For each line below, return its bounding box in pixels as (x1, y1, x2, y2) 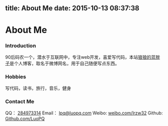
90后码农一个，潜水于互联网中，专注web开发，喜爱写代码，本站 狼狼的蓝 (5, 54, 156, 60)
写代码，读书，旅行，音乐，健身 (5, 85, 71, 91)
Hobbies (5, 73, 27, 80)
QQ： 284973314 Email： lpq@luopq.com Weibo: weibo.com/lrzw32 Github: (5, 110, 163, 116)
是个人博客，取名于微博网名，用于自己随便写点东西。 (10, 60, 119, 66)
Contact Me (5, 98, 35, 105)
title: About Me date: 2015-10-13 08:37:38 (5, 4, 139, 13)
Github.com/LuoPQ (5, 115, 45, 122)
